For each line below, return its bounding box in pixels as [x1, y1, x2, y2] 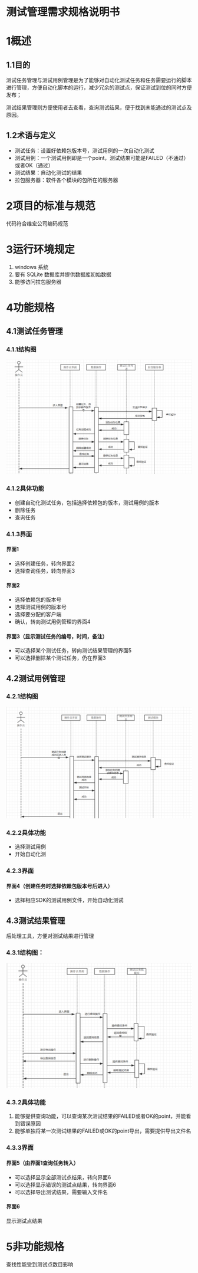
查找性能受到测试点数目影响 [6, 1261, 74, 1268]
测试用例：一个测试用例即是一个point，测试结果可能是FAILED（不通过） [14, 155, 189, 161]
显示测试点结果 [6, 1217, 42, 1224]
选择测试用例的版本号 [14, 603, 67, 611]
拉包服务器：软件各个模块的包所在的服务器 [14, 176, 118, 183]
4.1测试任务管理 [6, 326, 63, 336]
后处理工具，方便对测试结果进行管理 [6, 933, 94, 940]
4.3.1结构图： [6, 949, 44, 957]
